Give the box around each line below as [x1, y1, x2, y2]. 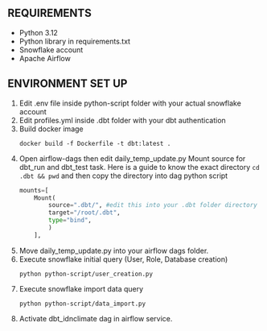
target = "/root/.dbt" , [48, 209, 121, 217]
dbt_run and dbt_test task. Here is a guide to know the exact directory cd [18, 162, 260, 172]
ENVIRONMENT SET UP [7, 77, 128, 91]
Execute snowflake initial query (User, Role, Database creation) [18, 254, 228, 264]
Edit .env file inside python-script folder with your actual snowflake [18, 98, 242, 108]
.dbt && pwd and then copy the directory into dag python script [18, 171, 228, 180]
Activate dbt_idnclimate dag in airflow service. [18, 313, 173, 323]
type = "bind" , [48, 217, 92, 225]
